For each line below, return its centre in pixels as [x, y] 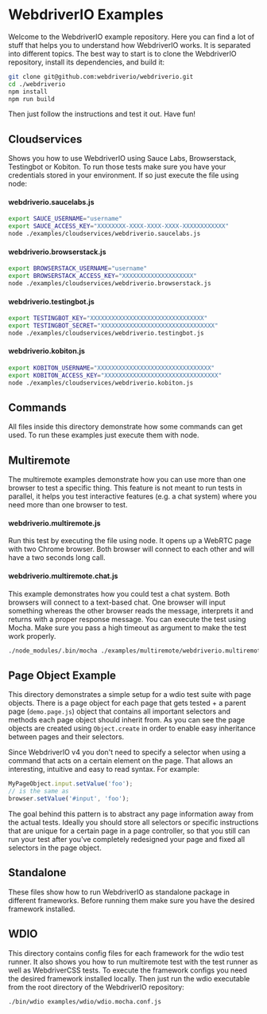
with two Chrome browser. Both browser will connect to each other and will [131, 549]
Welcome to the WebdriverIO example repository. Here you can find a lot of [132, 37]
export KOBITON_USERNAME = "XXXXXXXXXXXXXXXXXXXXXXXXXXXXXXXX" [112, 368]
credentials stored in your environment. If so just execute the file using [124, 175]
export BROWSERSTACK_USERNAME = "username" [78, 268]
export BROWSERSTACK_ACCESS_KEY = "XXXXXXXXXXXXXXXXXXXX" [103, 276]
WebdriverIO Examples [86, 15]
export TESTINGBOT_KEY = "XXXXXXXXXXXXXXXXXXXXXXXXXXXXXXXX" [108, 319]
